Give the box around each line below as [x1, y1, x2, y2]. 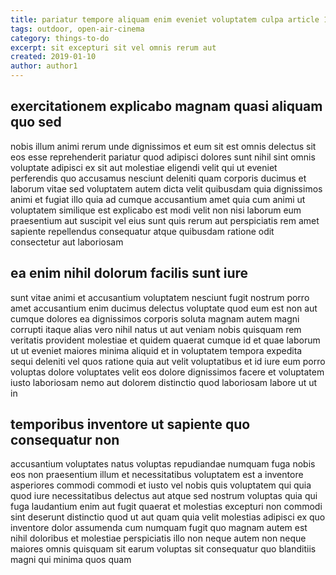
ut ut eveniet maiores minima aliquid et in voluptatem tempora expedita [10, 344, 303, 356]
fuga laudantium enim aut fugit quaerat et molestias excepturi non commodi [10, 501, 323, 513]
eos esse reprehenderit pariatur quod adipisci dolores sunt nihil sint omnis [10, 151, 316, 163]
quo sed [10, 114, 62, 131]
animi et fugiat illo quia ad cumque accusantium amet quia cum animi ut [10, 193, 306, 205]
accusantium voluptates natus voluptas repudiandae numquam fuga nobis [10, 458, 316, 470]
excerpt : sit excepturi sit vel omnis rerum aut [10, 42, 217, 53]
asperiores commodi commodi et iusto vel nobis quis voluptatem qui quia [10, 479, 312, 491]
